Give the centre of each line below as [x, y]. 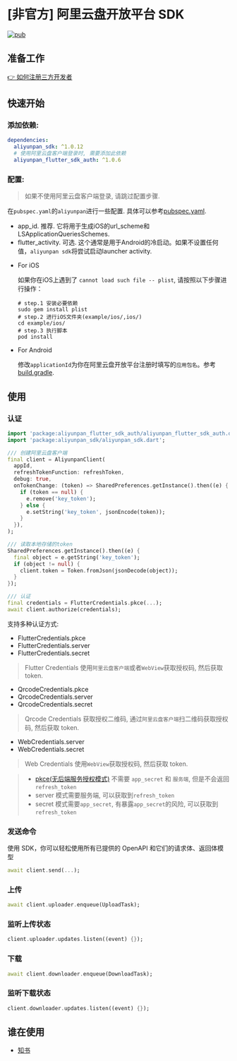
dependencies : [28, 140]
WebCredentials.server [51, 741]
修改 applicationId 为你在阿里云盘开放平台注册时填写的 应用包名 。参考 [117, 365]
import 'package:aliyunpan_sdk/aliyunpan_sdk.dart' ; [86, 440]
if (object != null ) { [47, 564]
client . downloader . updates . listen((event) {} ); [79, 1008]
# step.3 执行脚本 [42, 331]
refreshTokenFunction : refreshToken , [69, 473]
